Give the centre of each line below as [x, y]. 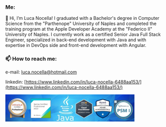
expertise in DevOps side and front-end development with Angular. [76, 45]
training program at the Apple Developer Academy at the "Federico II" [79, 29]
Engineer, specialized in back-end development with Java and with [76, 40]
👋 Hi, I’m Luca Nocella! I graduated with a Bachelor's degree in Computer [82, 18]
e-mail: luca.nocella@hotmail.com [41, 72]
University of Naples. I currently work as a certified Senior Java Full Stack [83, 35]
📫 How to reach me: [31, 59]
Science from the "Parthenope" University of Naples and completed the [81, 23]
